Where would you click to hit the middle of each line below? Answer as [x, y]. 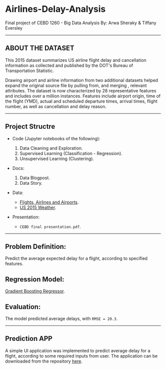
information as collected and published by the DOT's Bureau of [69, 65]
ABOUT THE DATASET [40, 48]
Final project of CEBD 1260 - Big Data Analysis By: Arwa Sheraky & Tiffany [81, 23]
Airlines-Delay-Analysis [55, 9]
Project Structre [30, 127]
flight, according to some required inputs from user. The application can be [82, 356]
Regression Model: [35, 279]
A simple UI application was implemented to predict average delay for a [78, 350]
